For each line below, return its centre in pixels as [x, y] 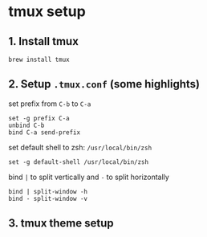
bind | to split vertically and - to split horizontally [89, 177]
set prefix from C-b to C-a [50, 104]
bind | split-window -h [48, 191]
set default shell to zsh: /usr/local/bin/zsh [80, 147]
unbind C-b [26, 125]
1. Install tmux [43, 41]
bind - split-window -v [48, 198]
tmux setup [47, 12]
